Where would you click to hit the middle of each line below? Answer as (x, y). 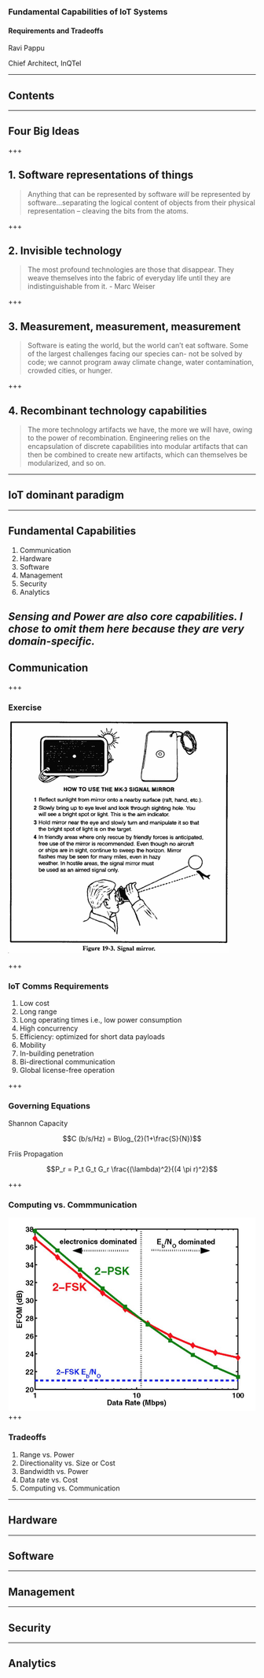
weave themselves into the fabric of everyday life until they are (129, 278)
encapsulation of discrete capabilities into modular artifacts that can (137, 446)
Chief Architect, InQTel (45, 63)
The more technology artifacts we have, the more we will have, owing (140, 429)
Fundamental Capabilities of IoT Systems (88, 12)
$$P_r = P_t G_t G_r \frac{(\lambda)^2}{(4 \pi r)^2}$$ (132, 1169)
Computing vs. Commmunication (73, 1205)
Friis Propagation (36, 1153)
